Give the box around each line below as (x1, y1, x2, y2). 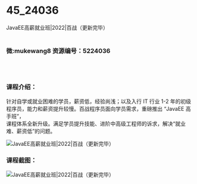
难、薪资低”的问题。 (6, 127, 56, 135)
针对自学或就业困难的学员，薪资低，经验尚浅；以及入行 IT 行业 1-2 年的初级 (6, 98, 192, 105)
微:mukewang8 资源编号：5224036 (6, 46, 111, 55)
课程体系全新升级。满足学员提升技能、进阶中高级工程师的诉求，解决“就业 (6, 120, 186, 127)
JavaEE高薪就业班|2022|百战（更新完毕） (6, 24, 108, 31)
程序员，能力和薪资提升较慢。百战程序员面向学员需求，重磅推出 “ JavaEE (6, 105, 185, 112)
